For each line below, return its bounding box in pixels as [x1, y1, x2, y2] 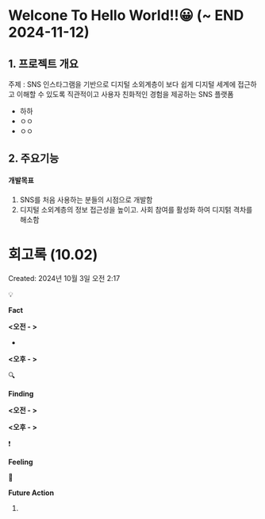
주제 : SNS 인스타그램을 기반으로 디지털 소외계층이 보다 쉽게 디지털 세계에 [8, 80, 236, 89]
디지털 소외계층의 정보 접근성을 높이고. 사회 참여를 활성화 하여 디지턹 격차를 [19, 205, 253, 214]
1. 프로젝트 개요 [8, 57, 79, 70]
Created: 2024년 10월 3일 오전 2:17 [8, 273, 121, 283]
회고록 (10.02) [8, 245, 98, 263]
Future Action [8, 488, 54, 498]
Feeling [8, 457, 33, 466]
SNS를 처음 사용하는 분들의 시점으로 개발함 [19, 194, 153, 205]
